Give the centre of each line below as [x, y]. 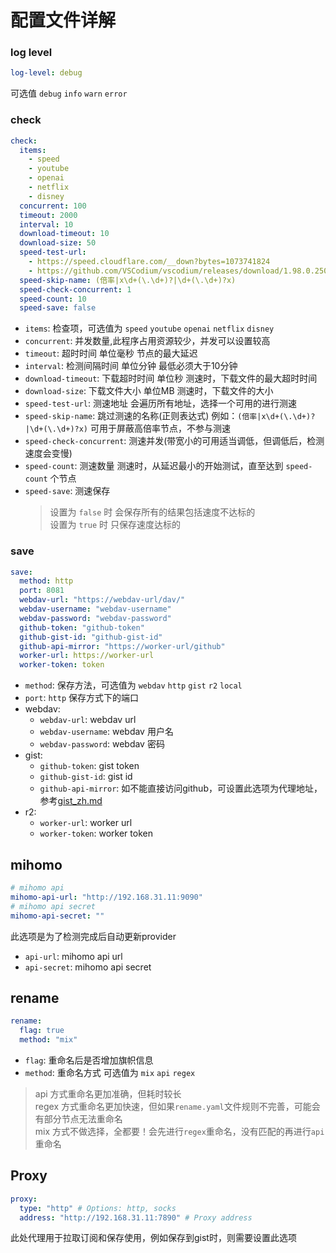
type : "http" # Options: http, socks [98, 1208]
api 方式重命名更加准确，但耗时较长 [108, 1093]
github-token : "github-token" [82, 627]
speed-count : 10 [53, 299]
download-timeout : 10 [64, 234]
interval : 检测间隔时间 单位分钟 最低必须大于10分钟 [131, 366]
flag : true [42, 1031]
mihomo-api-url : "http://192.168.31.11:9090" [106, 897]
